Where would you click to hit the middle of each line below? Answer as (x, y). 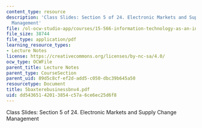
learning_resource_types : (38, 45)
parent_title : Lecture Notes (43, 67)
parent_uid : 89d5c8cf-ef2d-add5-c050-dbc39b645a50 (71, 78)
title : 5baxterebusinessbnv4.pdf (48, 90)
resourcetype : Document (36, 84)
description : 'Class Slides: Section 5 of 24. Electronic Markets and (96, 17)
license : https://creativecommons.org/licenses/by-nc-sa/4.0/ (86, 56)
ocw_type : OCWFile (29, 62)
